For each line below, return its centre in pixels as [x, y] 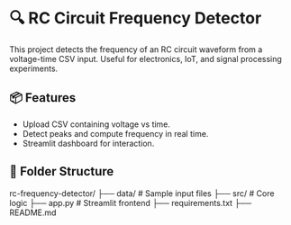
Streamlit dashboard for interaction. [88, 143]
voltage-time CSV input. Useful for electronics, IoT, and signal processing [145, 58]
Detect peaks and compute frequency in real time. [115, 133]
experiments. [34, 68]
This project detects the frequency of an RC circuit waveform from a [136, 49]
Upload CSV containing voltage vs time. [96, 124]
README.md [33, 212]
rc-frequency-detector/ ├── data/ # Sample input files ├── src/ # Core [142, 193]
